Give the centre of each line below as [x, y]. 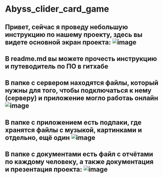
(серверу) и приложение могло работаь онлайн [81, 98]
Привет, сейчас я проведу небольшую [66, 27]
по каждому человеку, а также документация [79, 162]
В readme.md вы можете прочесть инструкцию [81, 59]
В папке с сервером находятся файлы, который [82, 83]
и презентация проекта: [44, 169]
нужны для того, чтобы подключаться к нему [78, 90]
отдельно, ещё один [37, 138]
